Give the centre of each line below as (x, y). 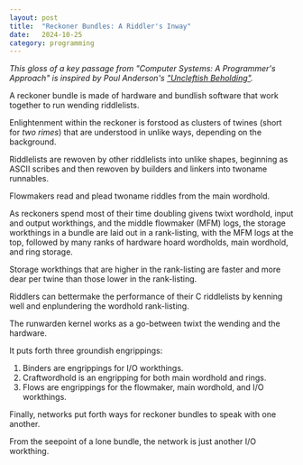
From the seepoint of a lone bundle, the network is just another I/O (133, 442)
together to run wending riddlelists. (74, 106)
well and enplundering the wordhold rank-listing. (99, 306)
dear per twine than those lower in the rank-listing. (103, 279)
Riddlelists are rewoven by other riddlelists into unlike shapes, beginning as (149, 160)
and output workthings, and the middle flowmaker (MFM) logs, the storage (147, 223)
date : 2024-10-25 (46, 34)
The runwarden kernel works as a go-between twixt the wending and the (145, 324)
